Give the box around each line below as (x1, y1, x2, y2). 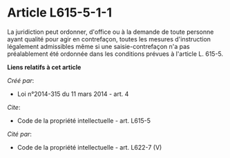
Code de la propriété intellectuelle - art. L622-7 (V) (17, 143, 162, 151)
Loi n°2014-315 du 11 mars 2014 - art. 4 (17, 90, 129, 98)
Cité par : (7, 130, 32, 138)
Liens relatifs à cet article (7, 63, 82, 71)
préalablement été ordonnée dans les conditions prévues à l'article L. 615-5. (7, 50, 224, 58)
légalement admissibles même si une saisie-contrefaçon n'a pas (7, 42, 190, 50)
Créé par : (7, 76, 35, 84)
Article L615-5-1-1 (7, 5, 113, 21)
